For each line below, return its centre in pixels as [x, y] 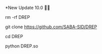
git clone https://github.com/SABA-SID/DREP [51, 27]
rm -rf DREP [18, 17]
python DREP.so [22, 46]
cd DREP [14, 36]
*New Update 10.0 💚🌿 [28, 8]
